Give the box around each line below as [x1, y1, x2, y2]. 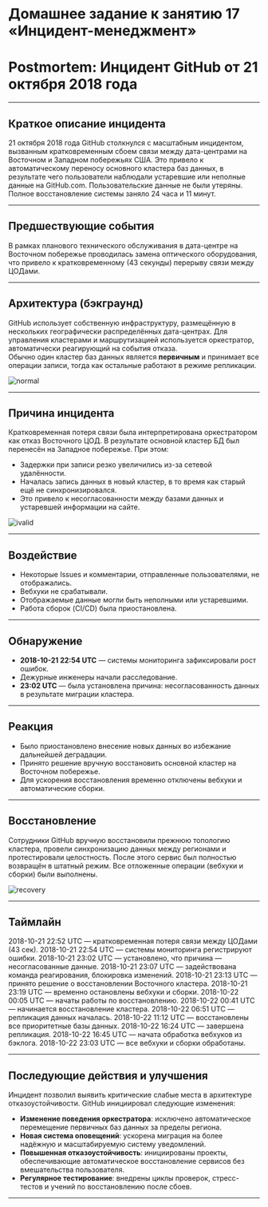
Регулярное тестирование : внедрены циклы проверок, [19, 1173, 211, 1183]
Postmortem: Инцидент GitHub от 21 [8, 58, 258, 77]
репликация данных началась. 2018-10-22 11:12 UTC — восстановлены [8, 1013, 250, 1023]
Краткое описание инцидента [8, 117, 166, 130]
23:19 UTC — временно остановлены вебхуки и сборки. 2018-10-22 [8, 987, 239, 997]
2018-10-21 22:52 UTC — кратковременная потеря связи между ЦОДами [8, 936, 258, 946]
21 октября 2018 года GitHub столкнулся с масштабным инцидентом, [8, 137, 244, 148]
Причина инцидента [8, 406, 115, 420]
